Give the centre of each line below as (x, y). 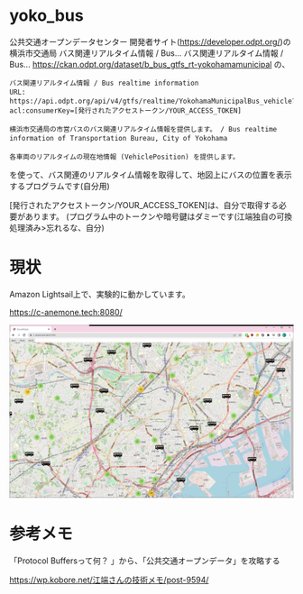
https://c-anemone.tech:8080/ (66, 312)
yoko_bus (46, 16)
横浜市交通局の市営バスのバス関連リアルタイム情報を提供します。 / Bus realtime (143, 129)
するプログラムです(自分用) (60, 186)
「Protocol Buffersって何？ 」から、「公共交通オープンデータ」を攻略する (145, 561)
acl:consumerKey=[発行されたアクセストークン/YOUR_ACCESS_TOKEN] (125, 110)
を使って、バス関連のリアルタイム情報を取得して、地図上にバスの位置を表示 (151, 174)
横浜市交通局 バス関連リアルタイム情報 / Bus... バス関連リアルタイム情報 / (147, 53)
